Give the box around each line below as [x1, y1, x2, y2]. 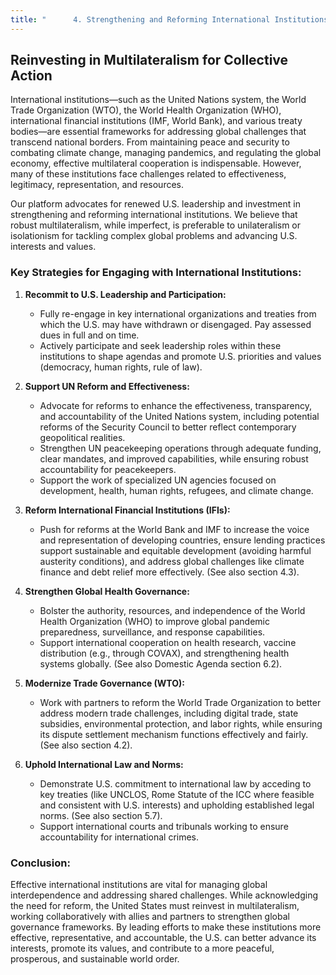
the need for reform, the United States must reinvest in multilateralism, [10, 900, 300, 912]
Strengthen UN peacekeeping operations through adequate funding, [39, 442, 322, 454]
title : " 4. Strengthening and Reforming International [10, 14, 271, 25]
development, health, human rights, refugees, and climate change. [39, 484, 314, 496]
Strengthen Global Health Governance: [24, 585, 190, 597]
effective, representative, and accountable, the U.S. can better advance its [10, 932, 317, 944]
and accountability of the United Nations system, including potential [39, 410, 320, 422]
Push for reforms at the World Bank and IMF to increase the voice [39, 523, 310, 535]
